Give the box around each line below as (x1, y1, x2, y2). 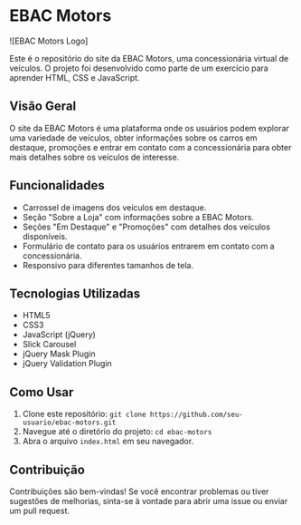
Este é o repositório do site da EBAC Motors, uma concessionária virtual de (9, 53, 289, 63)
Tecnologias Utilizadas (9, 286, 141, 301)
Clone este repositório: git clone (22, 409, 146, 420)
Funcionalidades (9, 178, 106, 193)
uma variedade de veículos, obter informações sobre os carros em (9, 132, 258, 143)
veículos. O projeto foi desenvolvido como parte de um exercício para (9, 63, 268, 73)
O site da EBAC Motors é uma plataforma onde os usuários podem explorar (9, 122, 289, 133)
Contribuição (9, 462, 86, 477)
